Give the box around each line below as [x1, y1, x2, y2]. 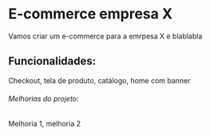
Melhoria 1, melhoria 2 [8, 118, 81, 128]
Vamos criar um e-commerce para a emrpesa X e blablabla [8, 31, 203, 41]
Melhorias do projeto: [8, 94, 79, 104]
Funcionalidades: [8, 54, 97, 68]
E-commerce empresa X [8, 5, 173, 23]
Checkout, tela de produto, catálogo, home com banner [8, 75, 191, 85]
